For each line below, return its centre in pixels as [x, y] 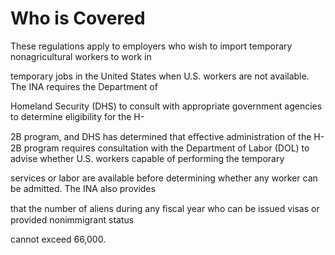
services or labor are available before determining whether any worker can [164, 178]
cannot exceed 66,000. [58, 239]
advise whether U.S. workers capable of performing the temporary [147, 158]
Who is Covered [78, 18]
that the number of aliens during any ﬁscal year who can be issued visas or [165, 208]
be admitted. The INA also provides [83, 188]
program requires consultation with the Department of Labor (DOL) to [166, 148]
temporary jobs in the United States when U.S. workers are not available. [160, 76]
